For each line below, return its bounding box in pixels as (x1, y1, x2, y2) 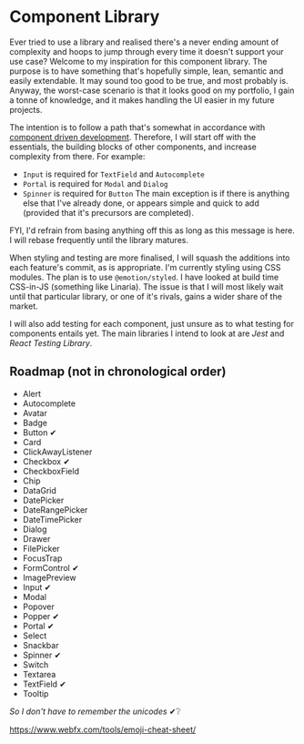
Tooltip (22, 688, 49, 698)
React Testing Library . (9, 337, 93, 348)
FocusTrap (22, 553, 63, 564)
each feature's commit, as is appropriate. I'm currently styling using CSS (9, 261, 281, 272)
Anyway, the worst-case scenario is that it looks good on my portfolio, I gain (9, 85, 295, 96)
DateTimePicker (22, 514, 83, 525)
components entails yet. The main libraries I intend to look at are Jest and (9, 328, 285, 339)
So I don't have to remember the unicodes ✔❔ (9, 706, 181, 717)
